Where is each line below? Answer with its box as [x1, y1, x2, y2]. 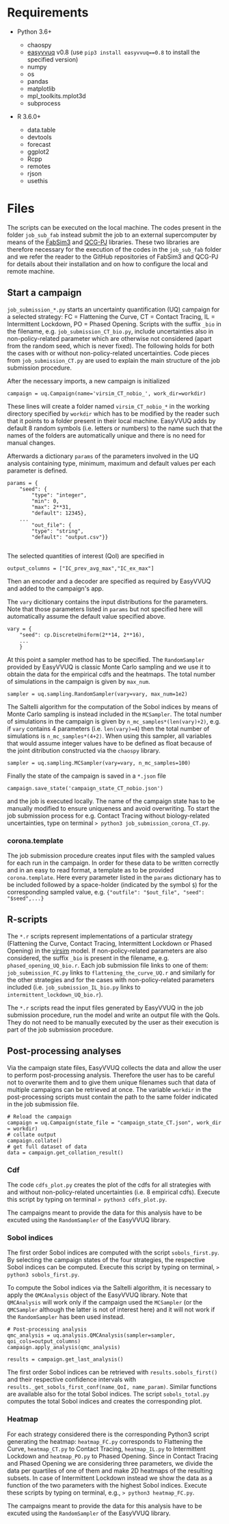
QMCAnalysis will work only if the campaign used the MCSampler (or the [7, 1298, 203, 1307]
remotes [27, 162, 51, 170]
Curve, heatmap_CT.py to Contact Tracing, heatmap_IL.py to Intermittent [7, 1444, 206, 1453]
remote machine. [7, 267, 55, 275]
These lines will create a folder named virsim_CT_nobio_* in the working [7, 402, 210, 410]
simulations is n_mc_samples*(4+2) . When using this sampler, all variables [7, 732, 212, 740]
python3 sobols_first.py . [7, 1270, 80, 1278]
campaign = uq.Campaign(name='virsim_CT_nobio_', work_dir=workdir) [7, 390, 206, 397]
